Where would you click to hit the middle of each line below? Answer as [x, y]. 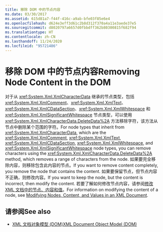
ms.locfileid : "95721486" [31, 46]
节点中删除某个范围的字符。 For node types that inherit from [65, 127]
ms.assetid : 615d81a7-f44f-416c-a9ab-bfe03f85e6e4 [58, 19]
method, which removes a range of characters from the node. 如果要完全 [78, 159]
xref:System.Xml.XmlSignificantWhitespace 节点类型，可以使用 [69, 115]
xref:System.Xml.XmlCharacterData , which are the [56, 132]
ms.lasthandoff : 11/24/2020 [34, 42]
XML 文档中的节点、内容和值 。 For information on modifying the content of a [82, 190]
